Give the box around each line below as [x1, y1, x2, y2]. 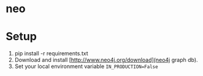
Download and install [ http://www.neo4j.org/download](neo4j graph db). [14, 57, 198, 64]
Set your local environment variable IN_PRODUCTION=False [14, 63, 158, 70]
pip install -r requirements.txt [14, 50, 88, 57]
